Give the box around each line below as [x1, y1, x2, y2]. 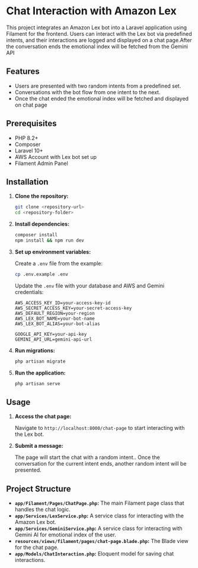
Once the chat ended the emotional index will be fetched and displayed [14, 95, 189, 102]
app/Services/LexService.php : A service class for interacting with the [14, 512, 184, 519]
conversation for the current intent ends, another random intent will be [14, 460, 187, 467]
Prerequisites [6, 118, 57, 129]
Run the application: [14, 369, 66, 376]
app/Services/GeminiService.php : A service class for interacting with [14, 525, 183, 532]
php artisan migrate [14, 358, 66, 364]
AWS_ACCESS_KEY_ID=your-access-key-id [14, 299, 111, 306]
